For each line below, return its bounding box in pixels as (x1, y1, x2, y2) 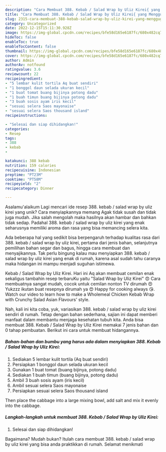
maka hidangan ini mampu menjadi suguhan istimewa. (5, 261, 115, 267)
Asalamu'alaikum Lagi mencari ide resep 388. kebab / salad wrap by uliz (5, 204, 153, 210)
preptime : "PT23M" (5, 172, 43, 177)
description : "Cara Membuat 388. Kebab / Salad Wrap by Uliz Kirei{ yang (5, 7, 161, 12)
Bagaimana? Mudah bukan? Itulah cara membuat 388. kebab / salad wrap (5, 436, 155, 442)
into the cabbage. (5, 403, 41, 408)
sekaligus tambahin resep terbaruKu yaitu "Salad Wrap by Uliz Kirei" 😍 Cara (5, 275, 161, 281)
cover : (5, 53, 19, 58)
